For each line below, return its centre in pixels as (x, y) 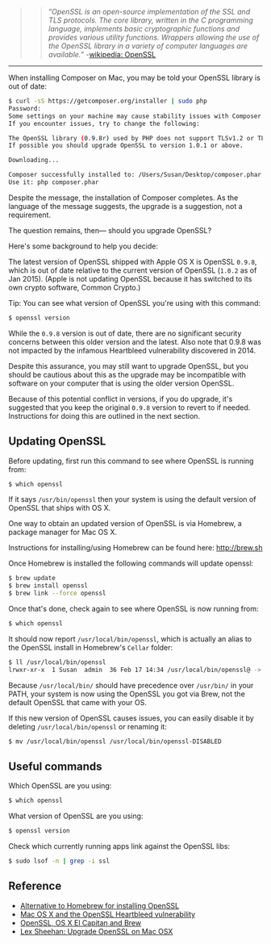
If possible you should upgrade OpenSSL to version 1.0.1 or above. (126, 146)
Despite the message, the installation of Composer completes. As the (123, 198)
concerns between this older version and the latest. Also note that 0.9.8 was (135, 341)
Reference (35, 886)
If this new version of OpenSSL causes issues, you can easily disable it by (131, 718)
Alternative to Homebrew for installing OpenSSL (100, 905)
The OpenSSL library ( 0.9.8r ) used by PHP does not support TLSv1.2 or (131, 138)
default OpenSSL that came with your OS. (77, 702)
